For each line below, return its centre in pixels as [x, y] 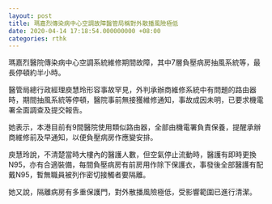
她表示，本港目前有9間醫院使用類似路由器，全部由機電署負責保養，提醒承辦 [135, 127]
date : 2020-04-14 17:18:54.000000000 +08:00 [85, 31]
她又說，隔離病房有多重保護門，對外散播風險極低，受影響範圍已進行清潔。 [132, 192]
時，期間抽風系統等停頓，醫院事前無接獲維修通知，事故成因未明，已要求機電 [136, 100]
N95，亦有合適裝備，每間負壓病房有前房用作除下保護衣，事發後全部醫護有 [132, 165]
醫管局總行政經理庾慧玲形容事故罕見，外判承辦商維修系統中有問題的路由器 [132, 90]
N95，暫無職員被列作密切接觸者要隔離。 [83, 175]
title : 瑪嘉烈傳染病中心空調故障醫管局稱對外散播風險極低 [93, 23]
